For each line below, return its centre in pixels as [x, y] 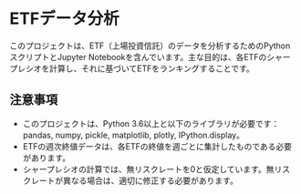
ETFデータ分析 [65, 19]
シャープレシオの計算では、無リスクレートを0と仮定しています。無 [148, 168]
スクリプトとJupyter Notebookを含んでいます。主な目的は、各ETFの [138, 56]
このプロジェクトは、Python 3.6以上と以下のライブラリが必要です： [151, 123]
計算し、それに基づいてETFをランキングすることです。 [152, 68]
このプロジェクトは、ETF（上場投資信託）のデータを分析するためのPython [150, 46]
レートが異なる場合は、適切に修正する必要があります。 [135, 180]
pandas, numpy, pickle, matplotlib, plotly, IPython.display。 [133, 135]
